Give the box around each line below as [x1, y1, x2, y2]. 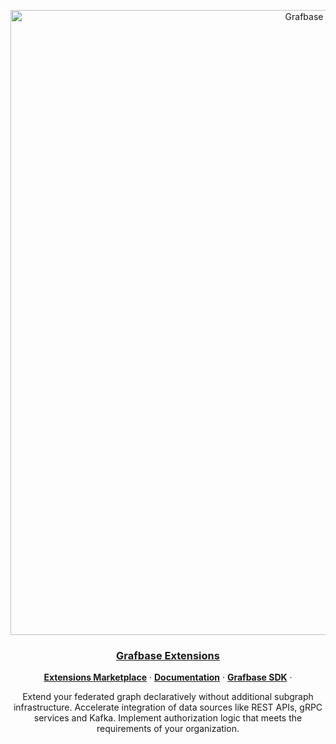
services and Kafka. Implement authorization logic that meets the [33, 712, 303, 724]
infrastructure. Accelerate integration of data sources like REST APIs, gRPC [13, 701, 323, 714]
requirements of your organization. [96, 723, 240, 735]
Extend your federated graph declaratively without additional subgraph [22, 691, 314, 703]
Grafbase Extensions [116, 648, 220, 662]
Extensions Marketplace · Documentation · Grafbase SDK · [43, 671, 293, 684]
